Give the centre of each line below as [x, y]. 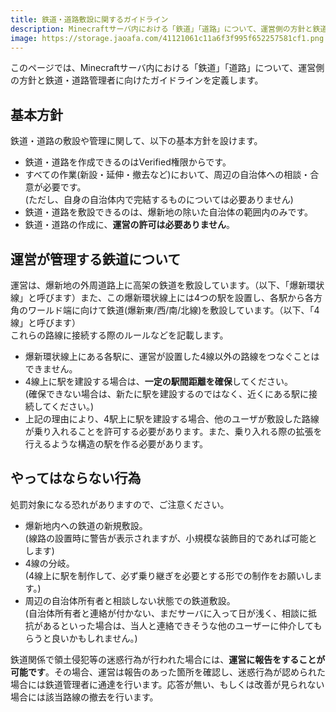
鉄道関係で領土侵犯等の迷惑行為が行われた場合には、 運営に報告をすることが [168, 659]
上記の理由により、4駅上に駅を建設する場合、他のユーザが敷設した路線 [172, 419]
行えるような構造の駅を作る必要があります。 [116, 444]
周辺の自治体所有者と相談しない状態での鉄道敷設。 [130, 600]
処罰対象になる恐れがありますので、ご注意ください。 [120, 504]
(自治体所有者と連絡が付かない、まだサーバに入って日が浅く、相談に [166, 613]
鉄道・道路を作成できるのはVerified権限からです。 [128, 162]
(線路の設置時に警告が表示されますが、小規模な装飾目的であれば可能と [171, 538]
